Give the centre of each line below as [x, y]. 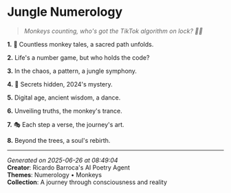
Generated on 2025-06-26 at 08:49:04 [63, 160]
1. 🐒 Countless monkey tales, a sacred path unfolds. [80, 44]
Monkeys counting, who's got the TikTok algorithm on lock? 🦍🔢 [113, 31]
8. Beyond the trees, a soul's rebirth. [59, 140]
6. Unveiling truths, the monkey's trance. [65, 111]
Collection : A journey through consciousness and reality [87, 182]
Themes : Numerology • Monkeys [54, 174]
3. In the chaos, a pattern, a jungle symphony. [72, 71]
